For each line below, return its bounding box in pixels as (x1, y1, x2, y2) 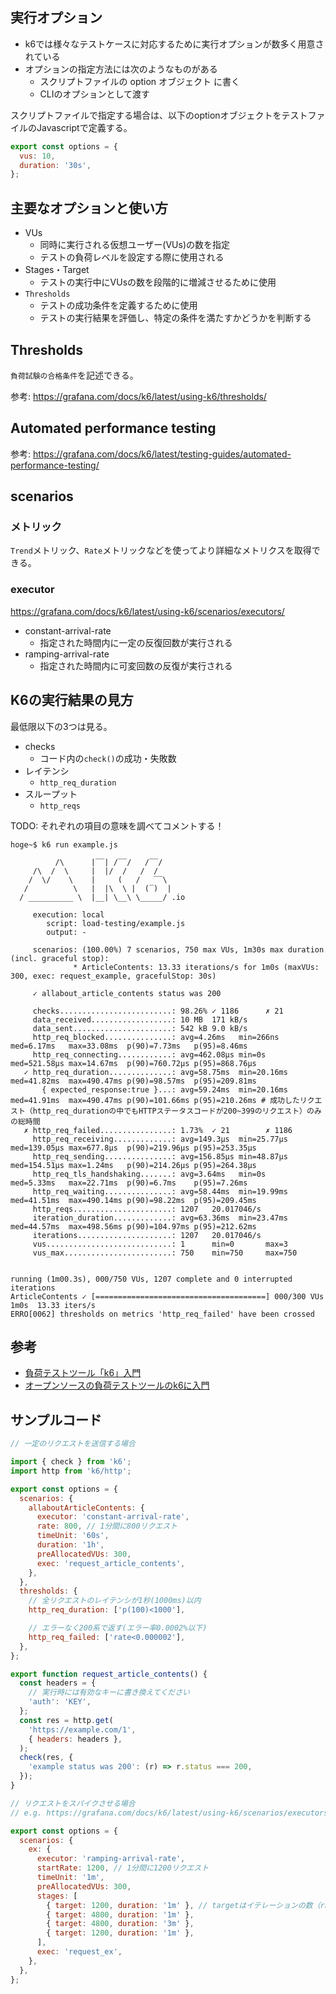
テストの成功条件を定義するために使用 (39, 299, 198, 312)
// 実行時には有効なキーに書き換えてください (28, 1688, 190, 1698)
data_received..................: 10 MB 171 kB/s (32, 1014, 248, 1025)
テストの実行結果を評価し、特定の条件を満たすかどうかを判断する (39, 312, 312, 324)
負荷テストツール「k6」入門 (24, 1367, 142, 1379)
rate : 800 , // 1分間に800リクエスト (36, 1521, 178, 1532)
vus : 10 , (19, 151, 56, 161)
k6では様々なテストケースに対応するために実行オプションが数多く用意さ (24, 38, 325, 50)
